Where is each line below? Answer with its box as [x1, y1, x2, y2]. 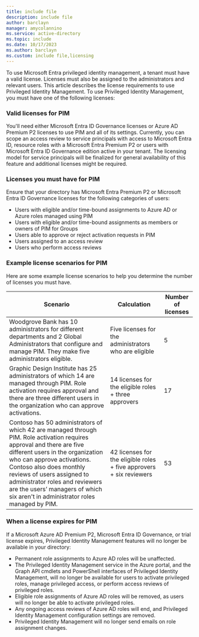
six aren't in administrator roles [9, 492, 95, 501]
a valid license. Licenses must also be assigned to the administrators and [6, 75, 185, 82]
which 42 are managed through [9, 425, 97, 434]
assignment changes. [14, 624, 68, 631]
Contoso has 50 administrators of [9, 418, 102, 427]
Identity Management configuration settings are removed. [14, 612, 156, 619]
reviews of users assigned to [9, 470, 89, 478]
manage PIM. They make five [9, 347, 90, 356]
